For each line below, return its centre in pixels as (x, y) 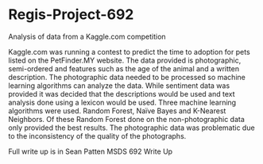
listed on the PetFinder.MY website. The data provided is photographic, (125, 60)
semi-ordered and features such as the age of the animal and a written (124, 68)
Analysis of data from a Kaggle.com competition (87, 36)
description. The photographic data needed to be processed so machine (127, 77)
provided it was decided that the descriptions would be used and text (122, 93)
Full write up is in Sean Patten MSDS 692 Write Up (91, 151)
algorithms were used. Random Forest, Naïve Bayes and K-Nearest (117, 111)
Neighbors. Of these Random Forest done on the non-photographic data (126, 119)
